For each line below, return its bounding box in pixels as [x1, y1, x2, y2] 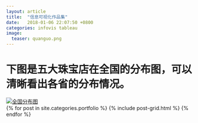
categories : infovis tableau [6, 25, 78, 31]
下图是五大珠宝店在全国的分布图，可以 [6, 63, 193, 76]
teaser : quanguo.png [11, 36, 62, 42]
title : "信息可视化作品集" [6, 14, 68, 20]
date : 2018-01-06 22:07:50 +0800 [6, 19, 94, 25]
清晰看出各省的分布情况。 [6, 77, 131, 91]
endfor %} [6, 111, 31, 118]
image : [6, 30, 22, 36]
